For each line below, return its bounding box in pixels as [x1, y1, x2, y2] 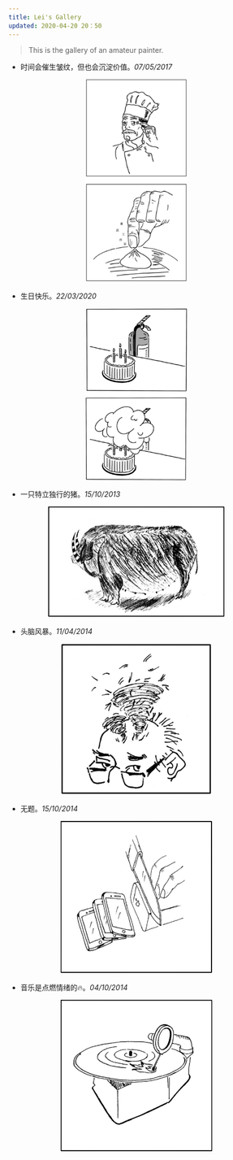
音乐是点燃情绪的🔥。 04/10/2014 [19, 982, 128, 992]
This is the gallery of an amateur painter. [28, 45, 164, 54]
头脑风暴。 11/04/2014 [19, 626, 93, 636]
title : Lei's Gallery [8, 13, 82, 21]
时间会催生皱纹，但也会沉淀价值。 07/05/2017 [19, 62, 173, 72]
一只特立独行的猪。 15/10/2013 [19, 489, 121, 499]
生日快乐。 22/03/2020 [19, 291, 97, 301]
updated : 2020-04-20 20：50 [8, 21, 102, 30]
